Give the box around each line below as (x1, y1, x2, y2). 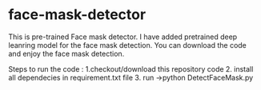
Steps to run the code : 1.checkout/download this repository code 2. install (8, 64, 254, 73)
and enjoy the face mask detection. (8, 49, 125, 58)
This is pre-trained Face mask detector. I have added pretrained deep (8, 32, 238, 41)
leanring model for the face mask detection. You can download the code (8, 40, 247, 49)
